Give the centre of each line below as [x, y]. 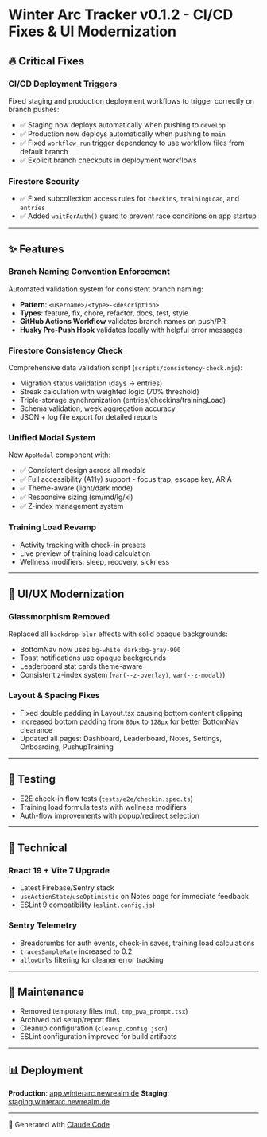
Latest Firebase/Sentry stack [67, 888]
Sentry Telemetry [43, 925]
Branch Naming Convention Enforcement [89, 272]
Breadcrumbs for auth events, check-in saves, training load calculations [137, 943]
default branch [44, 151]
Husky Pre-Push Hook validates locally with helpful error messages [131, 330]
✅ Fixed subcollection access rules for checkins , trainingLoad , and [130, 199]
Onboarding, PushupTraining [66, 747]
